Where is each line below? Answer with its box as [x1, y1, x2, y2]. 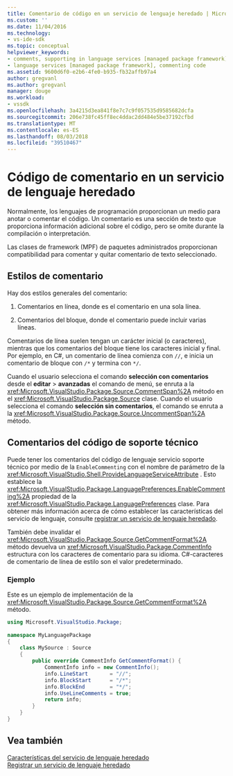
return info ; [44, 696, 82, 703]
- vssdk [7, 101, 30, 108]
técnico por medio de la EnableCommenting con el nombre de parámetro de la [7, 462, 225, 471]
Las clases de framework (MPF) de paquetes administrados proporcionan [7, 243, 218, 251]
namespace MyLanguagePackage [7, 631, 92, 638]
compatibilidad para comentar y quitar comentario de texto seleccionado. [7, 250, 217, 259]
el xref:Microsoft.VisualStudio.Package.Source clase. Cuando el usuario [7, 394, 213, 403]
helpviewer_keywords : [7, 49, 70, 56]
